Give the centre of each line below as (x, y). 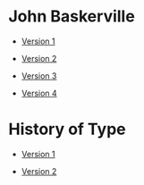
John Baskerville (72, 17)
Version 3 (39, 76)
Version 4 (39, 93)
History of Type (67, 129)
